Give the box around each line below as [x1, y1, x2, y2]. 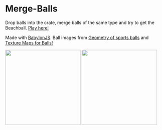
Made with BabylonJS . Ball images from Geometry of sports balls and [5, 34, 149, 40]
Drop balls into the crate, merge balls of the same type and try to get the [5, 19, 154, 25]
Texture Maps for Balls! [5, 39, 53, 45]
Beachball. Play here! [5, 24, 49, 30]
